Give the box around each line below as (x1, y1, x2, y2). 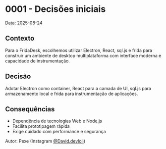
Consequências (5, 105, 55, 113)
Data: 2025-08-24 (5, 20, 43, 26)
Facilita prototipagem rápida (12, 123, 70, 129)
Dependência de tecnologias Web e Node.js (12, 118, 103, 124)
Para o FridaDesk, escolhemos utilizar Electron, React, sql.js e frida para (5, 47, 153, 53)
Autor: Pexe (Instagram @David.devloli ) (5, 138, 86, 144)
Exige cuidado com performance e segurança (12, 129, 106, 135)
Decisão (5, 72, 31, 81)
